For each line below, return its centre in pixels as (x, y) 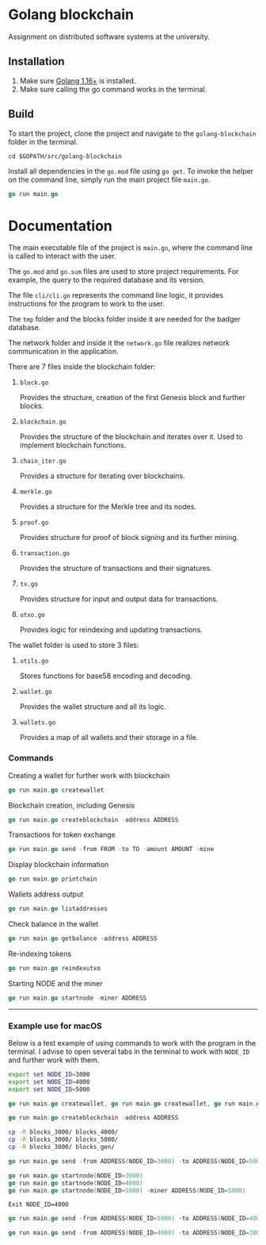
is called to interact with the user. (62, 256)
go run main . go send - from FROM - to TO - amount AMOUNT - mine (111, 850)
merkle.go (36, 492)
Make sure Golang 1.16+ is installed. (78, 80)
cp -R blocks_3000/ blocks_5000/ (63, 1140)
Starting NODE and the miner (55, 983)
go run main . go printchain (53, 879)
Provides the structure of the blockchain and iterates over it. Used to (131, 437)
